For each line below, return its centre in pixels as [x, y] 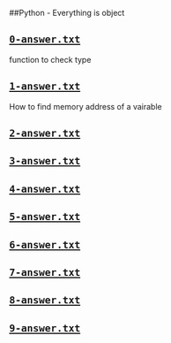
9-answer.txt [45, 328]
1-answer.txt [45, 86]
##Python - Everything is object [67, 13]
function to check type [50, 59]
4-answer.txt [45, 189]
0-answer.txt [45, 39]
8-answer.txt [45, 300]
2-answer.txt [45, 133]
